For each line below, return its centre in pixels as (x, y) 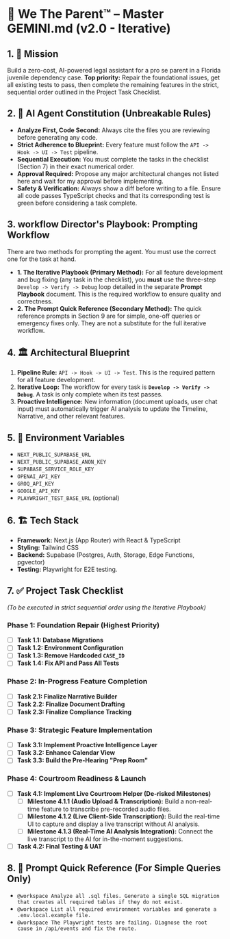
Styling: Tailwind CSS (48, 548)
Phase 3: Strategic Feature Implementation (80, 730)
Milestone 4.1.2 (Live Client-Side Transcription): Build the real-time (124, 816)
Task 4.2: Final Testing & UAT (60, 846)
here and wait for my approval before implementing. (90, 181)
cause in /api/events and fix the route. (77, 928)
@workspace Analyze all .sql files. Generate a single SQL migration (118, 896)
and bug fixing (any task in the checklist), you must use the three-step (116, 279)
